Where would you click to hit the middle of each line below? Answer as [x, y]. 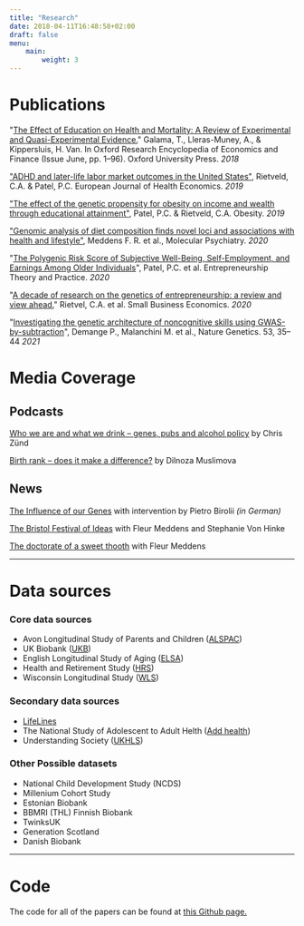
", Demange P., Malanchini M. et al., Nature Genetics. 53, [170, 331]
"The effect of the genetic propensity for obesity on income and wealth [142, 203]
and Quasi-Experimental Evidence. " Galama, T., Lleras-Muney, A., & [135, 139]
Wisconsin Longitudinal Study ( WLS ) [91, 677]
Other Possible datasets [63, 764]
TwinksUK [41, 822]
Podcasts [37, 411]
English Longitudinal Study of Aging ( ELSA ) [103, 658]
